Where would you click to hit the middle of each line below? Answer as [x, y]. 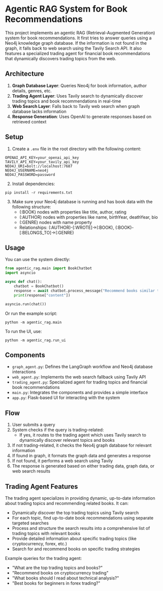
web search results [31, 471]
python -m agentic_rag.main [33, 322]
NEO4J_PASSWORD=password [30, 174]
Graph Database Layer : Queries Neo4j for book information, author [79, 86]
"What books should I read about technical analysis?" [65, 578]
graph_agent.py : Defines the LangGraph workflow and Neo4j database [82, 367]
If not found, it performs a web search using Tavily [62, 461]
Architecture [25, 74]
